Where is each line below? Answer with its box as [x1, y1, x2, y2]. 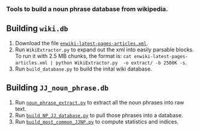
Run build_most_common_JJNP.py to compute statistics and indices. [14, 118, 179, 125]
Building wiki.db [6, 24, 68, 34]
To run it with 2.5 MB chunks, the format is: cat [14, 52, 132, 59]
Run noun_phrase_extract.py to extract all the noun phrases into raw [14, 98, 185, 106]
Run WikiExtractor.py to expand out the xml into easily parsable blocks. [14, 46, 195, 53]
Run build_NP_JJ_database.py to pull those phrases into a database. [14, 111, 184, 119]
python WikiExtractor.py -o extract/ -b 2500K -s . [55, 59, 187, 66]
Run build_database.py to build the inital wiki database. [14, 65, 152, 72]
